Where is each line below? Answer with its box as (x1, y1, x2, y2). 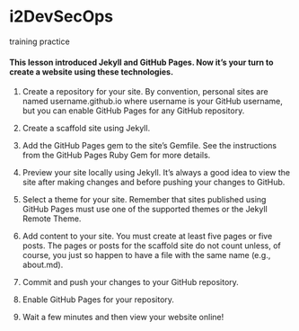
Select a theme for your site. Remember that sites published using (22, 194, 267, 205)
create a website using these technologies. (9, 66, 173, 77)
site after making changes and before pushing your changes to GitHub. (22, 177, 286, 188)
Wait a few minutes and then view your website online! (22, 312, 224, 323)
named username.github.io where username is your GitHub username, (22, 96, 283, 107)
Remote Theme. (22, 213, 82, 224)
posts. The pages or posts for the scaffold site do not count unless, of (22, 240, 281, 251)
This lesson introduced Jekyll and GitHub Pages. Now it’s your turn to (9, 57, 274, 67)
